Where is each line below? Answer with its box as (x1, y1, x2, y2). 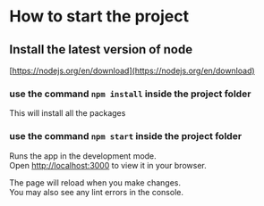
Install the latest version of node (9, 42, 193, 57)
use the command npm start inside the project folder (9, 130, 243, 143)
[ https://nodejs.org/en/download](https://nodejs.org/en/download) (9, 65, 255, 76)
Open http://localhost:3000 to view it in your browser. (9, 160, 208, 170)
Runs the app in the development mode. (9, 150, 157, 161)
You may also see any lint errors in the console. (9, 186, 183, 197)
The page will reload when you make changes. (9, 177, 182, 188)
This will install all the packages (9, 108, 126, 119)
